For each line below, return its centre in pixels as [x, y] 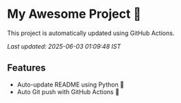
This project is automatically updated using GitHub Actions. [91, 33]
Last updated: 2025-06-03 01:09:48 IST [64, 46]
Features [26, 68]
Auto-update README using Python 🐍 [71, 84]
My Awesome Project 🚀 [74, 14]
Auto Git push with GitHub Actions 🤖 [68, 91]
